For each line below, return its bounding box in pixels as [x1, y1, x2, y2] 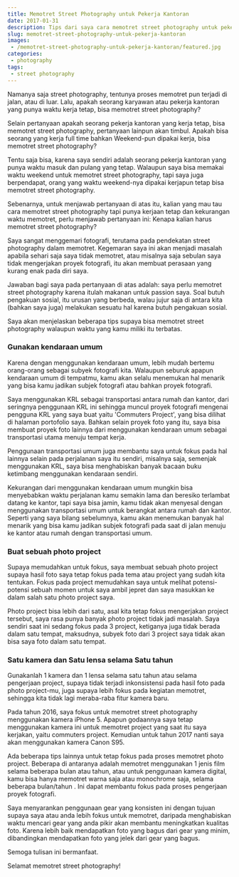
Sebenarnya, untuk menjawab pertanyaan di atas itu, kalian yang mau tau [7, 199, 223, 208]
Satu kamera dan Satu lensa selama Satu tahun [7, 655, 174, 665]
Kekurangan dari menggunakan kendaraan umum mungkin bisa [7, 483, 193, 492]
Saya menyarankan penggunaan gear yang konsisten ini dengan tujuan [7, 804, 216, 812]
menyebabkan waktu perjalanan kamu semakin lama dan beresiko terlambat [7, 490, 230, 500]
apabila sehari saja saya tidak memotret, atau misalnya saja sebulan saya [7, 251, 222, 260]
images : [7, 37, 31, 44]
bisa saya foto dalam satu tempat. [7, 637, 107, 646]
